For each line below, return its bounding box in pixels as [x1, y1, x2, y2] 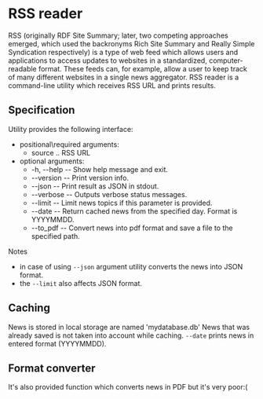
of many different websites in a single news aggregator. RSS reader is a [8, 72, 239, 82]
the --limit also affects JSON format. [19, 278, 143, 287]
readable [8, 64, 37, 73]
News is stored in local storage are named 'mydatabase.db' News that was [8, 322, 250, 331]
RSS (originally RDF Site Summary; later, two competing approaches [8, 31, 229, 40]
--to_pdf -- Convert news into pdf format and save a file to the [31, 223, 233, 232]
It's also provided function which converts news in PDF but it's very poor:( [8, 383, 248, 392]
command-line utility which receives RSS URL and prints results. [8, 80, 216, 90]
